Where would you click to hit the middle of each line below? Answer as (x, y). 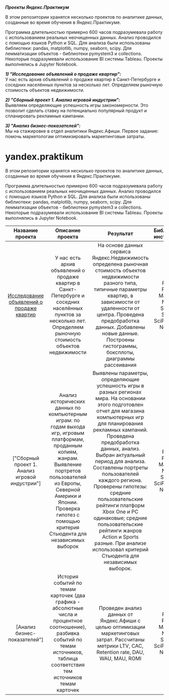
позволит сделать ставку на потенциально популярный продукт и (76, 111)
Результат (120, 233)
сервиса (120, 251)
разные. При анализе (120, 543)
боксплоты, (120, 352)
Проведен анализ (120, 608)
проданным (68, 446)
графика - (68, 602)
